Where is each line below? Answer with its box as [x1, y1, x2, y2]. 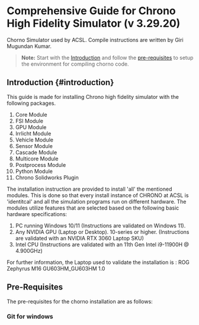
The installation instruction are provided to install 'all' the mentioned [7, 185, 172, 192]
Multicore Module [15, 155, 59, 162]
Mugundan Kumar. [7, 43, 52, 50]
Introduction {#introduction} [7, 78, 114, 88]
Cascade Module [15, 149, 57, 156]
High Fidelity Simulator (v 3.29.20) [7, 17, 181, 30]
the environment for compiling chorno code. [21, 60, 129, 67]
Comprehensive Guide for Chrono [7, 4, 176, 18]
